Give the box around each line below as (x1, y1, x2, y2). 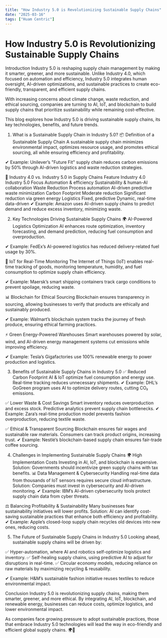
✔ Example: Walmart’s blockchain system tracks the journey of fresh (5, 316, 146, 322)
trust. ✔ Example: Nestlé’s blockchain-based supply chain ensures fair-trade (5, 437, 162, 443)
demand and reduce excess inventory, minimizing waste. (5, 206, 122, 212)
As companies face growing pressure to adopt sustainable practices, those (5, 616, 160, 622)
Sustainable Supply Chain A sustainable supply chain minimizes (12, 139, 144, 145)
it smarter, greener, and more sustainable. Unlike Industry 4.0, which (5, 70, 146, 76)
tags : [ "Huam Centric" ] (5, 16, 55, 21)
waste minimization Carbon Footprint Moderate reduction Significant (5, 190, 146, 196)
